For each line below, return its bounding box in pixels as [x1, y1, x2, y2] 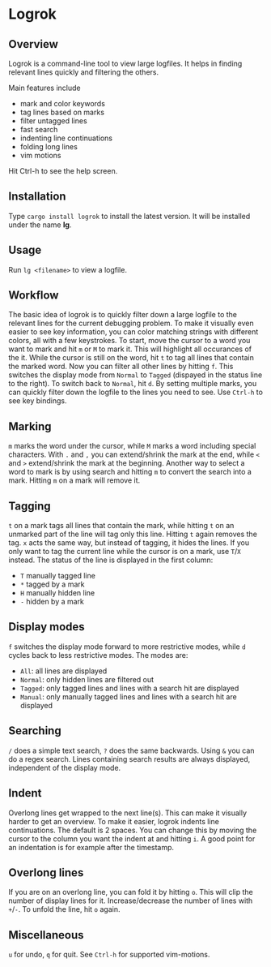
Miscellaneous [8, 928, 84, 942]
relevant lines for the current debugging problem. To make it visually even [8, 318, 255, 329]
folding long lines [19, 142, 78, 151]
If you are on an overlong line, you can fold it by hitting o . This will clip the [8, 887, 253, 897]
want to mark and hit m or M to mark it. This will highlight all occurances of [8, 344, 252, 354]
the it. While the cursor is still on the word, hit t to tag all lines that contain [8, 353, 255, 363]
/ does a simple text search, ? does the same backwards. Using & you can [8, 746, 255, 755]
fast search [19, 125, 58, 134]
